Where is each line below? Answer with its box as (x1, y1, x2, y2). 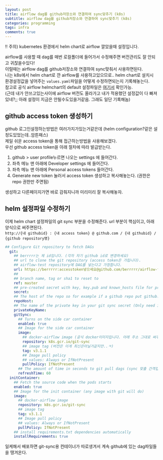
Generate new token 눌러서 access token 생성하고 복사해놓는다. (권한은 (12, 172, 151, 178)
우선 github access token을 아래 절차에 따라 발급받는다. (5, 144, 112, 150)
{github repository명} (5, 236, 50, 241)
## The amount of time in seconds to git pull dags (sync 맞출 (17, 366, 147, 372)
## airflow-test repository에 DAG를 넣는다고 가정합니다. (14, 263, 122, 268)
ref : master (14, 280, 38, 286)
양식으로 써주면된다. (5, 224, 43, 230)
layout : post (5, 7, 32, 12)
